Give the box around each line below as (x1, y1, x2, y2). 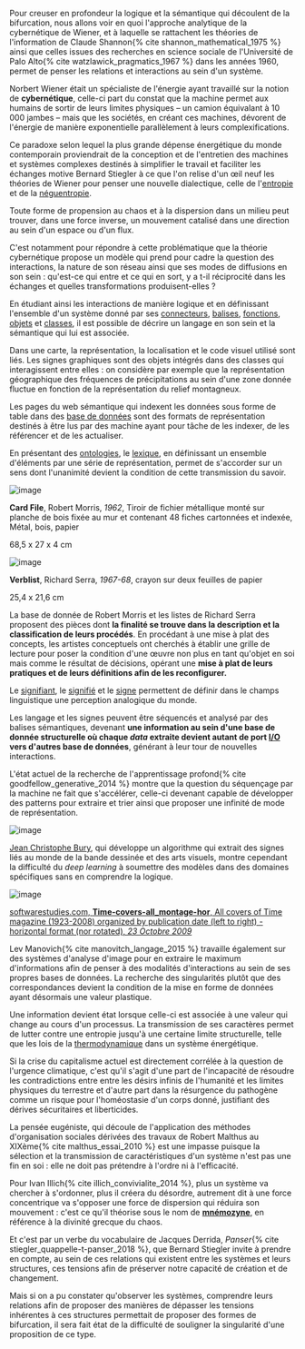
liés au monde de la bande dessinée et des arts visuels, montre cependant (9, 852, 288, 862)
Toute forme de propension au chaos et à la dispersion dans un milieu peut (9, 205, 290, 216)
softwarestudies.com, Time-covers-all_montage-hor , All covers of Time (9, 907, 283, 917)
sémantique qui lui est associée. (9, 327, 130, 338)
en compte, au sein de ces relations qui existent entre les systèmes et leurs (9, 1254, 291, 1264)
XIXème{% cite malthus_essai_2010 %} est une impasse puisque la (9, 1141, 261, 1152)
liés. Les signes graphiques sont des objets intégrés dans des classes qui (9, 354, 284, 365)
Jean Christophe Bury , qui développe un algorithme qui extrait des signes (9, 842, 284, 853)
